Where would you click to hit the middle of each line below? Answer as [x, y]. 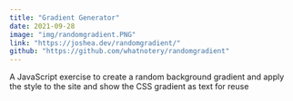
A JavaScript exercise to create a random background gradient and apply [147, 77]
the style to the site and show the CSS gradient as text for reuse [129, 87]
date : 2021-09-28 [42, 26]
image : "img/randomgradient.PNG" [73, 34]
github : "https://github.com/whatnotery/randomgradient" [120, 51]
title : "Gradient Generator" [65, 18]
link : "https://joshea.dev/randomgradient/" [95, 43]
